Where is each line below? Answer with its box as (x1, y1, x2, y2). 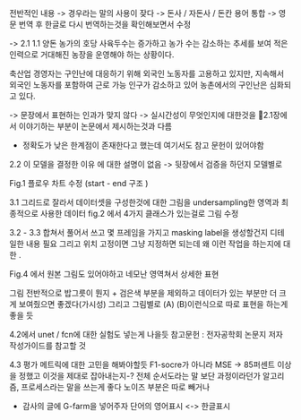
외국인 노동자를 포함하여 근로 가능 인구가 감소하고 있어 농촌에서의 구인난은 (9, 80, 268, 90)
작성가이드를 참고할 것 (9, 340, 87, 351)
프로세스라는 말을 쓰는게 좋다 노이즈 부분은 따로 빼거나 (21, 381, 211, 392)
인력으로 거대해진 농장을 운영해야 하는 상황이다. (9, 49, 175, 60)
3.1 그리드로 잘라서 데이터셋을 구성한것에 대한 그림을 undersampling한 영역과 (9, 197, 279, 208)
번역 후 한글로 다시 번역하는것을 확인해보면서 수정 (18, 19, 191, 30)
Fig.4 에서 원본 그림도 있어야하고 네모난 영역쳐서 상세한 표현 (9, 269, 219, 279)
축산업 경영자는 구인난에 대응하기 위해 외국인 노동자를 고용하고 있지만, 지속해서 (9, 68, 285, 79)
